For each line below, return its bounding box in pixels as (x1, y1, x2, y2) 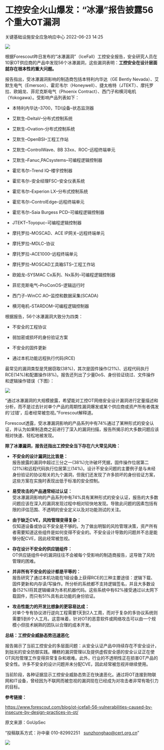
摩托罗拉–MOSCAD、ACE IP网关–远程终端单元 (12, 230, 105, 236)
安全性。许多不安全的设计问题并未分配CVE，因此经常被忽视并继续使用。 (5, 661, 151, 667)
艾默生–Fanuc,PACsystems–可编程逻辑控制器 (12, 157, 102, 163)
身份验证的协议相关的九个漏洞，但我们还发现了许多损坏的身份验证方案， (12, 471, 158, 477)
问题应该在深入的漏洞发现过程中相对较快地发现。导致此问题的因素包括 (12, 500, 154, 506)
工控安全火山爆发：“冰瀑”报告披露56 (5, 4, 154, 16)
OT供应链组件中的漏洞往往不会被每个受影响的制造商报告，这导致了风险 (12, 552, 155, 558)
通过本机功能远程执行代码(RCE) (12, 355, 76, 361)
